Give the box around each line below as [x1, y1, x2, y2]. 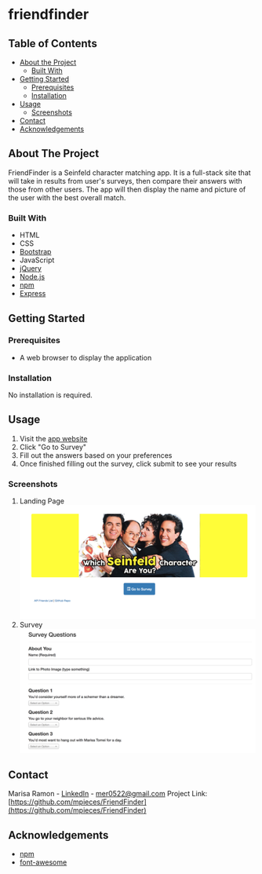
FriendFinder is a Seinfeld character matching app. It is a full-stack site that [8, 167, 251, 177]
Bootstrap [19, 247, 52, 257]
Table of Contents [8, 37, 98, 50]
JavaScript [19, 255, 55, 265]
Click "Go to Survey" [19, 442, 87, 452]
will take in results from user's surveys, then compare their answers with [8, 176, 243, 185]
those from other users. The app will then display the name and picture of [8, 185, 246, 194]
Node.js [19, 272, 45, 282]
